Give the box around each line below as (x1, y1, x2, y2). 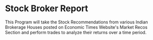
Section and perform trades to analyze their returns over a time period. (5, 29, 147, 35)
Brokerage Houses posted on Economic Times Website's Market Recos (5, 24, 148, 30)
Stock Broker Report (5, 3, 88, 14)
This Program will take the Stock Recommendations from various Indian (5, 19, 148, 25)
